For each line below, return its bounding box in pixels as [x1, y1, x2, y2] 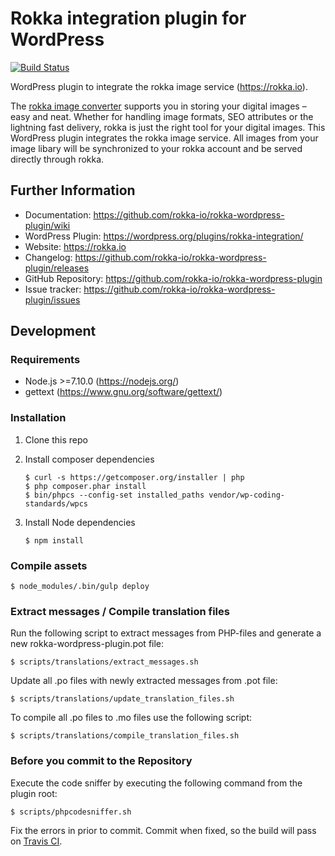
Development [10, 323, 97, 340]
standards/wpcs [24, 498, 89, 509]
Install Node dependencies [24, 516, 136, 528]
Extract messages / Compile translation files [10, 604, 230, 618]
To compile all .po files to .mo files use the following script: [10, 712, 253, 724]
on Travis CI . [10, 835, 63, 847]
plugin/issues [24, 293, 81, 306]
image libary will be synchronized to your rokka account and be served [10, 142, 303, 154]
